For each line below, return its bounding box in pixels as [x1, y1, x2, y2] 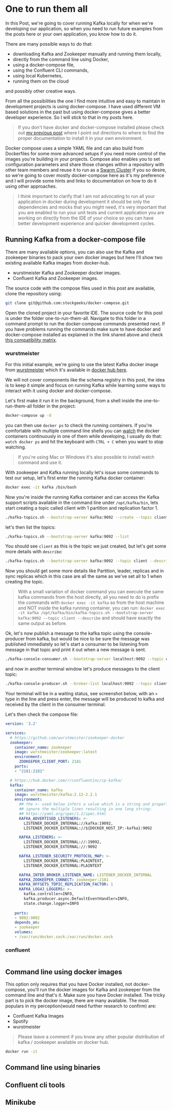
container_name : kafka [14, 788, 63, 793]
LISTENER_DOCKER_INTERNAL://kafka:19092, [24, 821, 114, 826]
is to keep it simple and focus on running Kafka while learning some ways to [5, 382, 166, 388]
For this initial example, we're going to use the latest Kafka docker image [5, 361, 159, 367]
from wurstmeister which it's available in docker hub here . [5, 367, 128, 373]
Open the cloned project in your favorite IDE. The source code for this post [5, 310, 163, 316]
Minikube [5, 1098, 36, 1107]
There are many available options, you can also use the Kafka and [5, 249, 144, 255]
